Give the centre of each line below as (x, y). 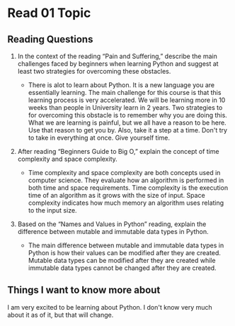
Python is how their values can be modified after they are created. (125, 253)
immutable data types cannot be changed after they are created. (122, 268)
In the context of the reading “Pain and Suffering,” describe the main (117, 56)
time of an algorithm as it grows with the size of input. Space (116, 195)
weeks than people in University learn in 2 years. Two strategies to (125, 107)
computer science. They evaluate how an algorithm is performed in (126, 180)
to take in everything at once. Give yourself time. (99, 137)
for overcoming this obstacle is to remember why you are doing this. (128, 115)
